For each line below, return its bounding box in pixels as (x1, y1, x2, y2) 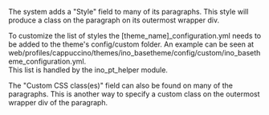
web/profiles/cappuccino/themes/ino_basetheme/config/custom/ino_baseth (8, 48, 261, 57)
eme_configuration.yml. (8, 56, 87, 66)
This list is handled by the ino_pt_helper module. (8, 65, 169, 75)
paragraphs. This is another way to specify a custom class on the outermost (8, 89, 260, 99)
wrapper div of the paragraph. (8, 98, 108, 107)
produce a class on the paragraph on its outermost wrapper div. (8, 15, 219, 25)
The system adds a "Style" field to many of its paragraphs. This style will (8, 7, 249, 16)
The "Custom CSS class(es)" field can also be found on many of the (8, 80, 233, 90)
